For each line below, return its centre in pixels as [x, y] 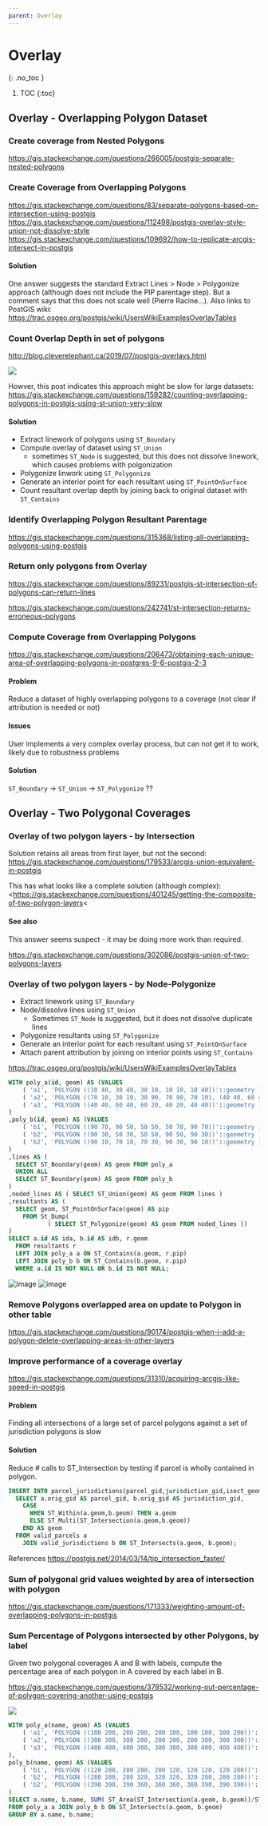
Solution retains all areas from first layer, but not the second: [108, 854]
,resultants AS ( [37, 1201]
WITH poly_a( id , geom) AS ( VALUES [66, 1082]
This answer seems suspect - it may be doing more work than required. [126, 939]
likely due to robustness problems [64, 752]
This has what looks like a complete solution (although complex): [115, 886]
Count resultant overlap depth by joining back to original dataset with [133, 491]
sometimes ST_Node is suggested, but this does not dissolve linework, [145, 456]
